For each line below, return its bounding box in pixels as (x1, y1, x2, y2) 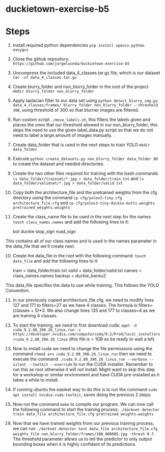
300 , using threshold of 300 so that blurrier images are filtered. (12, 107, 139, 113)
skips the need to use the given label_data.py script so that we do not (12, 127, 154, 133)
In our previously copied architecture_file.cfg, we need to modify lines (12, 297, 154, 303)
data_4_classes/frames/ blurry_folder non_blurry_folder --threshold (12, 103, 159, 108)
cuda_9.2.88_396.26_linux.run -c (12, 328, 82, 332)
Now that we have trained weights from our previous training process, (12, 421, 154, 426)
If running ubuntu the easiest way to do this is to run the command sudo (12, 387, 158, 392)
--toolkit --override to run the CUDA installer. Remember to (28, 362, 153, 367)
